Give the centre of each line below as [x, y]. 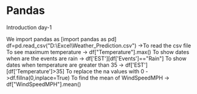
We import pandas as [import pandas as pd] [61, 39]
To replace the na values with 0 [105, 71]
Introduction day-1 [29, 27]
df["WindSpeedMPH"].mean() [44, 84]
